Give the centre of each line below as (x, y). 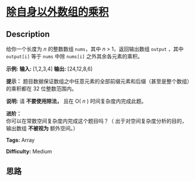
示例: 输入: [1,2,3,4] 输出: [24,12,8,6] (49, 69)
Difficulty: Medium (29, 151)
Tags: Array (20, 140)
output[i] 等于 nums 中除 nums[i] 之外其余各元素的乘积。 (74, 56)
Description (28, 34)
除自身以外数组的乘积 (58, 12)
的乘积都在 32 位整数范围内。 (42, 88)
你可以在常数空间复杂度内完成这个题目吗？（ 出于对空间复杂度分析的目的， (97, 121)
